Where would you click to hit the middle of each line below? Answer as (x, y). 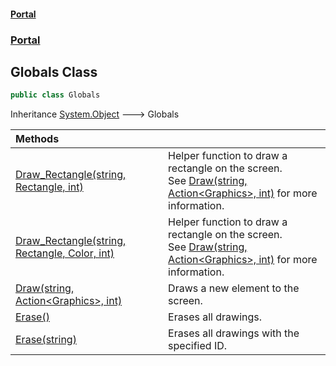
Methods (37, 139)
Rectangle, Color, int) (65, 253)
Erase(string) (46, 340)
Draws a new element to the (234, 288)
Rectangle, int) (49, 187)
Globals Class (54, 71)
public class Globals (55, 95)
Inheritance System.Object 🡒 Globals (95, 114)
